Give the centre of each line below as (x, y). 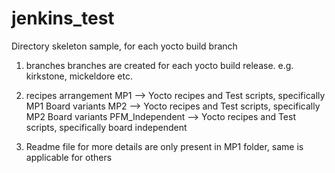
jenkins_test (63, 18)
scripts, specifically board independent (106, 127)
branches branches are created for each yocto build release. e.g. (159, 65)
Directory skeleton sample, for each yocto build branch (124, 46)
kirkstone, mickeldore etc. (79, 76)
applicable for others (69, 157)
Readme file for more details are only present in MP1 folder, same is (164, 146)
